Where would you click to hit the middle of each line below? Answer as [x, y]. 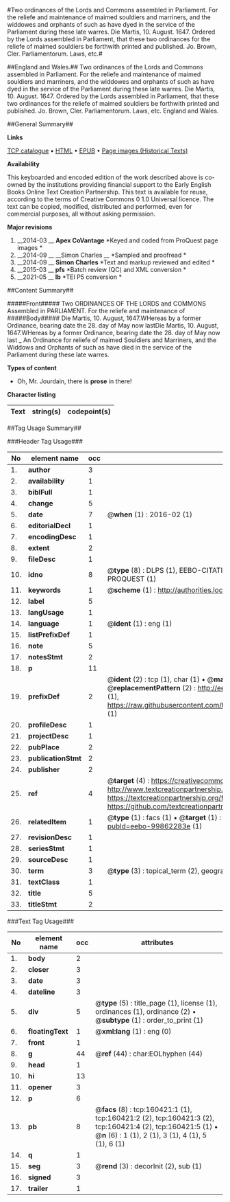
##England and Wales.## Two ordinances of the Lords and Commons [105, 67]
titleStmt [42, 904]
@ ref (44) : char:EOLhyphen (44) [149, 1054]
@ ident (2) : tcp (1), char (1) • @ [161, 679]
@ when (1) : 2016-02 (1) [150, 514]
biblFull [40, 492]
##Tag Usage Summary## [44, 428]
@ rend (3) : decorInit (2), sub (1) [148, 1166]
